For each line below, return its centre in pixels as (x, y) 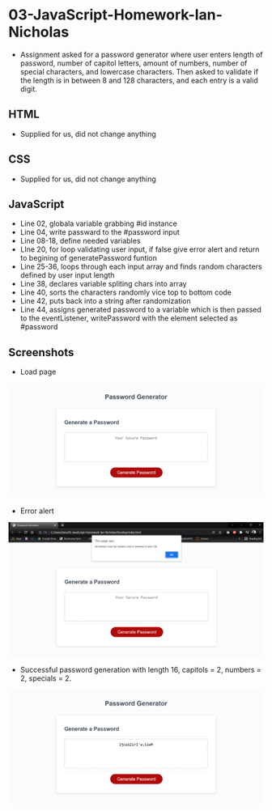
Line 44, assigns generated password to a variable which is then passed (140, 310)
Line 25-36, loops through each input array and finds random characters (141, 267)
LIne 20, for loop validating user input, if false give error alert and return (140, 249)
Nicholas (39, 32)
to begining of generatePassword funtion (89, 258)
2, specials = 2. (46, 678)
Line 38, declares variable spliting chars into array (104, 284)
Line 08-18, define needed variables (80, 241)
